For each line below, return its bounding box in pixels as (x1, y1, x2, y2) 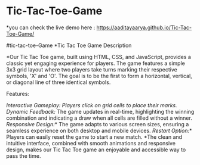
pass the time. (6, 152, 41, 159)
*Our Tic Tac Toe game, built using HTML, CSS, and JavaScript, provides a (6, 53, 191, 60)
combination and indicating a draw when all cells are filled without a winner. (6, 114, 192, 122)
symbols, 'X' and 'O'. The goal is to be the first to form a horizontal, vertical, (6, 72, 192, 79)
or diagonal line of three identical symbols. (6, 79, 111, 86)
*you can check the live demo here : (6, 24, 96, 31)
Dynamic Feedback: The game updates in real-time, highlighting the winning (6, 108, 195, 115)
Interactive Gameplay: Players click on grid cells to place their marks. (6, 101, 177, 108)
